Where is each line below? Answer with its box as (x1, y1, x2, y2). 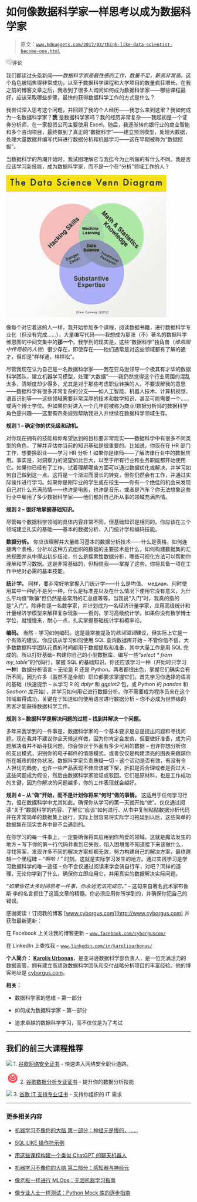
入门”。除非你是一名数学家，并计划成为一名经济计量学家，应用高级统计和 (13, 602, 191, 609)
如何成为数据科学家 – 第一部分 (14, 1006, 87, 1013)
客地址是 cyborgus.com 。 (6, 969, 69, 976)
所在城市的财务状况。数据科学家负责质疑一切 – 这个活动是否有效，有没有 (6, 757, 181, 764)
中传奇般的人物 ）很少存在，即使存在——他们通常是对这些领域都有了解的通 (6, 345, 186, 352)
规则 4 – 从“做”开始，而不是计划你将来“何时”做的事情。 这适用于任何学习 (6, 791, 183, 798)
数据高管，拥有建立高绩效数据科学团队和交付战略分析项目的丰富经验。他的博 (6, 962, 191, 969)
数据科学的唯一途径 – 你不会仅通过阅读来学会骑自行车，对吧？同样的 (11, 862, 176, 869)
